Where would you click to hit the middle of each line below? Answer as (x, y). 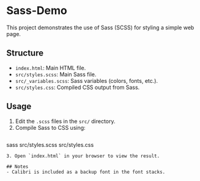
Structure (25, 53)
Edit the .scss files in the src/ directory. (65, 121)
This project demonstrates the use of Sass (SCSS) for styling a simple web (100, 27)
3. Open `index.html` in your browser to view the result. (83, 156)
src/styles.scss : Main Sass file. (56, 74)
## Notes (17, 166)
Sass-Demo (37, 11)
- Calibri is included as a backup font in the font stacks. (86, 172)
